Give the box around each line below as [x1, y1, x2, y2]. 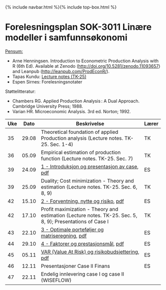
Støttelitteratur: [5, 88, 36, 94]
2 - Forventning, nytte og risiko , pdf [41, 198, 124, 205]
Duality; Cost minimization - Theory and [41, 177, 134, 184]
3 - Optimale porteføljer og [41, 226, 104, 233]
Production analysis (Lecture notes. [41, 134, 124, 141]
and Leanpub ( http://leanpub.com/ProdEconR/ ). [12, 68, 110, 74]
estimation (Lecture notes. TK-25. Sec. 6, [41, 183, 137, 190]
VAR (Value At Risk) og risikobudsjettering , [41, 248, 140, 255]
